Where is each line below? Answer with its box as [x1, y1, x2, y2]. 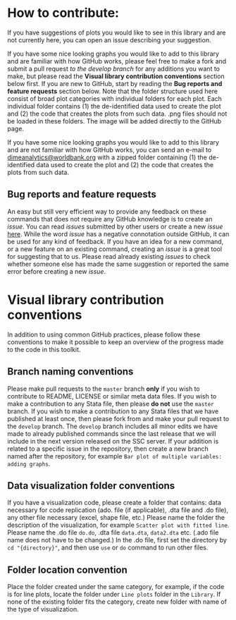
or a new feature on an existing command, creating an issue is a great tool [7, 245, 223, 253]
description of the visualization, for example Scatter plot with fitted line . [7, 521, 230, 530]
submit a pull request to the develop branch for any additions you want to [7, 64, 221, 73]
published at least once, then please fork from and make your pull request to [7, 414, 230, 423]
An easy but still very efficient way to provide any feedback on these [7, 207, 206, 216]
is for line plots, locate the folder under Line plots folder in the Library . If [7, 590, 221, 599]
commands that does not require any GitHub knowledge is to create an [7, 214, 213, 223]
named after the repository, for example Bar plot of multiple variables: [7, 451, 222, 460]
